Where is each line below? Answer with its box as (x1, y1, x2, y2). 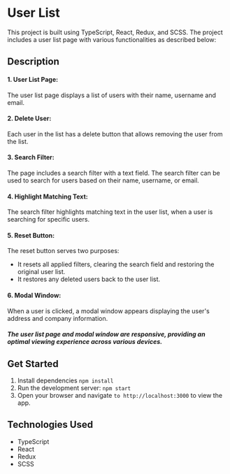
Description (7, 56, 59, 68)
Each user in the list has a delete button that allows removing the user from (7, 129, 223, 138)
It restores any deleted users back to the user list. (17, 275, 161, 284)
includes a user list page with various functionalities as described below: (7, 35, 217, 43)
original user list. (17, 268, 66, 276)
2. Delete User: (7, 114, 52, 123)
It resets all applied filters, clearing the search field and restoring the (17, 260, 215, 268)
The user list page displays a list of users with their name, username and (7, 91, 217, 99)
